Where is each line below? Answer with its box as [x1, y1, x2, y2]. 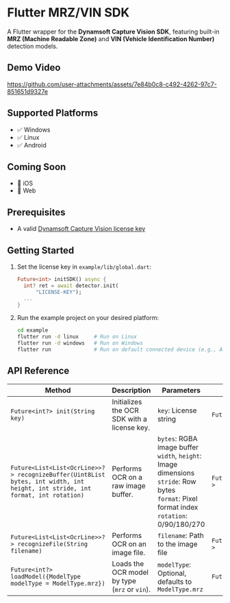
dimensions [157, 468, 195, 478]
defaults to [157, 577, 192, 587]
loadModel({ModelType [10, 572, 81, 580]
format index [157, 502, 199, 512]
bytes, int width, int [10, 478, 84, 485]
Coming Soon [7, 161, 66, 173]
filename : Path [157, 530, 204, 540]
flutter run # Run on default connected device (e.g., [16, 346, 217, 353]
